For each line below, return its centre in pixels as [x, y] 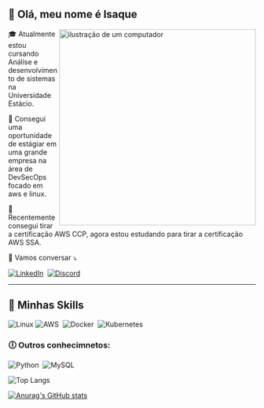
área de [20, 169]
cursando [24, 53]
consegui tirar [31, 225]
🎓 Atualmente [32, 34]
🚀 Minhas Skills [46, 306]
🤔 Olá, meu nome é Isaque [73, 15]
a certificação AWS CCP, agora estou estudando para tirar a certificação [126, 234]
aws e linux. [27, 194]
